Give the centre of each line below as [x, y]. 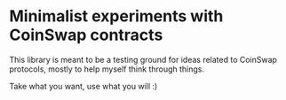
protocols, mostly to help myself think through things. [107, 69]
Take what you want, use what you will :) [83, 86]
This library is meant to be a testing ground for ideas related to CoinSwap [143, 59]
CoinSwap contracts [86, 35]
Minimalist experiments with [116, 16]
